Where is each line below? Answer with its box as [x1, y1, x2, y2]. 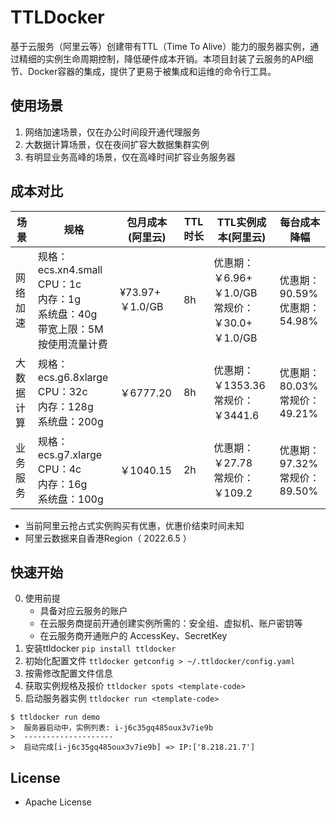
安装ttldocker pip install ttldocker [24, 642, 177, 655]
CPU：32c [37, 384, 88, 398]
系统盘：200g [37, 414, 104, 428]
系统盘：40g [37, 307, 98, 321]
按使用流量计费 [37, 337, 108, 351]
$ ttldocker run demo [10, 712, 101, 723]
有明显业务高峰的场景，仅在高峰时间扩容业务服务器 [24, 151, 236, 163]
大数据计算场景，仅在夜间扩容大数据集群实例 [24, 138, 210, 150]
